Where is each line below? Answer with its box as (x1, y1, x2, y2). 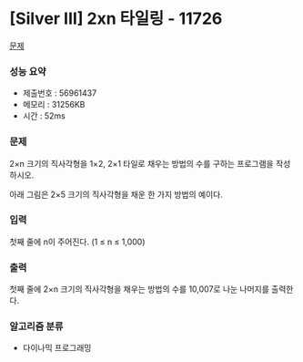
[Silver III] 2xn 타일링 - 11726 (9, 8, 223, 29)
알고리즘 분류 (9, 320, 64, 333)
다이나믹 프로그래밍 (22, 343, 92, 354)
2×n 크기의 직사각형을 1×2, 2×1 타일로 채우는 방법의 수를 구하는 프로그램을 (9, 158, 275, 169)
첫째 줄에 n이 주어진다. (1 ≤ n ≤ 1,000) (9, 236, 146, 247)
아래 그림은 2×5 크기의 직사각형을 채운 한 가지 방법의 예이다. (9, 189, 223, 200)
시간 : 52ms (22, 110, 66, 121)
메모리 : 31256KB (22, 99, 86, 110)
